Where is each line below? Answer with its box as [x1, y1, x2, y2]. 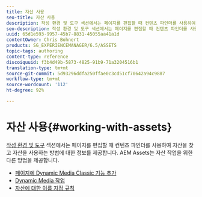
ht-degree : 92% [6, 87, 44, 93]
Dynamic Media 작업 [14, 177, 65, 184]
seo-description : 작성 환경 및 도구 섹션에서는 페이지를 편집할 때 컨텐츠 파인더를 [6, 25, 188, 32]
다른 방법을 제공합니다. [6, 156, 60, 163]
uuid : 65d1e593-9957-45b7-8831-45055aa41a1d [6, 31, 120, 37]
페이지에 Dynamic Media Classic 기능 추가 [14, 169, 117, 177]
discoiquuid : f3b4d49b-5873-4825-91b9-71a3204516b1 [6, 59, 138, 65]
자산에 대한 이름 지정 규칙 [14, 184, 75, 192]
